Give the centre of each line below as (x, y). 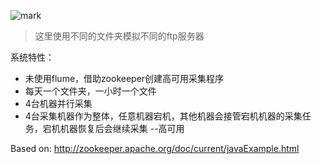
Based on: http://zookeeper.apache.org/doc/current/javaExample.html (155, 148)
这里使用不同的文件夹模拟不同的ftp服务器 (119, 36)
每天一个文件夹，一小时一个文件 (90, 91)
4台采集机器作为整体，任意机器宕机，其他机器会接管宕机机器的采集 (163, 116)
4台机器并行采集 (58, 103)
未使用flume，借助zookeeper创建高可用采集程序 (124, 78)
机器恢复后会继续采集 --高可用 (122, 128)
